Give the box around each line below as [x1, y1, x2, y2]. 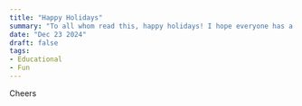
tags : [9, 47, 30, 56]
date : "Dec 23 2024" [9, 30, 88, 39]
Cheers [9, 87, 37, 99]
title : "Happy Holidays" [9, 13, 103, 22]
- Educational [9, 55, 63, 64]
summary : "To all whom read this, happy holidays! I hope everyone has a [9, 22, 294, 31]
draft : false [9, 38, 59, 48]
